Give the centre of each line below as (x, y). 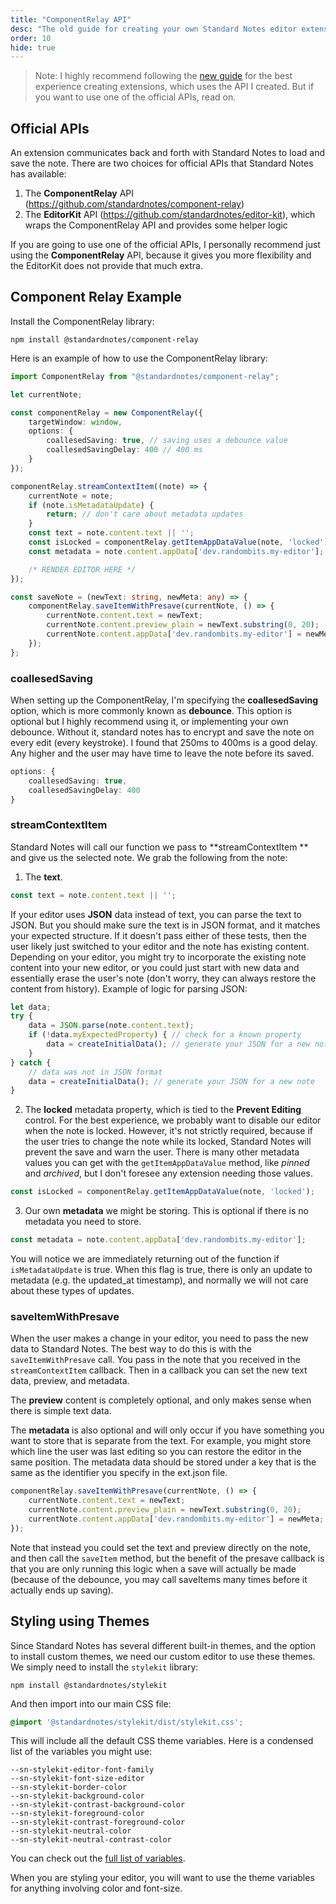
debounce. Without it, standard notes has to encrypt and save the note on (162, 732)
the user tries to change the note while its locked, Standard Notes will (168, 1142)
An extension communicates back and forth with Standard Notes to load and (168, 153)
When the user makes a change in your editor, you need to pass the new (159, 1338)
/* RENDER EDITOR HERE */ (82, 569)
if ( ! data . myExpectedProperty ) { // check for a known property (165, 1035)
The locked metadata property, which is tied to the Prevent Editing (163, 1110)
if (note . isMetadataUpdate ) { (91, 505)
